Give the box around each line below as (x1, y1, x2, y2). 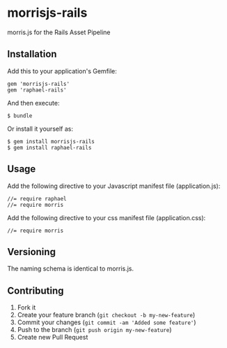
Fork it (17, 303, 36, 312)
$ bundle (7, 112, 33, 119)
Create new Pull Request (17, 333, 88, 342)
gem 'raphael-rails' (7, 86, 68, 94)
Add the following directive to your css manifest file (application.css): (7, 213, 206, 222)
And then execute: (7, 99, 60, 107)
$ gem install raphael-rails (7, 144, 92, 151)
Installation (7, 48, 57, 60)
